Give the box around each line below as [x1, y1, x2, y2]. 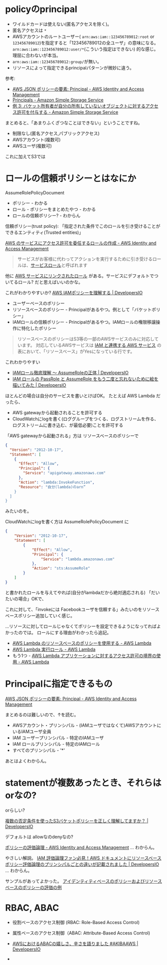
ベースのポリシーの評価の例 [5, 884, 62, 890]
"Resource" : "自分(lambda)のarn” [18, 484, 86, 489]
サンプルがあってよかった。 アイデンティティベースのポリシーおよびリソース [5, 878, 163, 884]
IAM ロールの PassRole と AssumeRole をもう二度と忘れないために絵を [12, 376, 159, 382]
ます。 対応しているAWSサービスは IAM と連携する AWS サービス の [21, 342, 162, 348]
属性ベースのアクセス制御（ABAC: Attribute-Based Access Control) [12, 930, 151, 936]
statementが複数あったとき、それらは [5, 777, 162, 789]
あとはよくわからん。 [5, 758, 49, 764]
